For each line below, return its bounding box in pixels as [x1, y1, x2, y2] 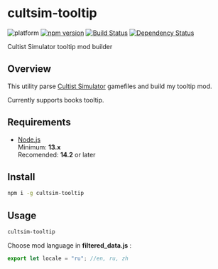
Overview [7, 63, 52, 75]
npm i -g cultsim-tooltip [7, 190, 84, 197]
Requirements [7, 116, 71, 129]
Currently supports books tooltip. [7, 95, 104, 104]
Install [7, 171, 36, 183]
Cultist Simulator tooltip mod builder [7, 42, 113, 51]
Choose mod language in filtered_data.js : [7, 241, 132, 250]
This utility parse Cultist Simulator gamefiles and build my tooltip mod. [7, 82, 212, 90]
